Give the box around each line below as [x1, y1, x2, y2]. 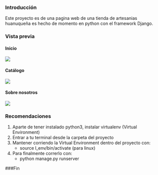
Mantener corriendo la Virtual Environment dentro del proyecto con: [12, 140, 151, 146]
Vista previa [5, 33, 35, 40]
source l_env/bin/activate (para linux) [19, 145, 96, 151]
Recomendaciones [5, 112, 51, 119]
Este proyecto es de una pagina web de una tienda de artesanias [5, 15, 138, 21]
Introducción [5, 4, 37, 11]
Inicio [5, 45, 17, 51]
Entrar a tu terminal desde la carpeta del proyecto [12, 135, 114, 141]
